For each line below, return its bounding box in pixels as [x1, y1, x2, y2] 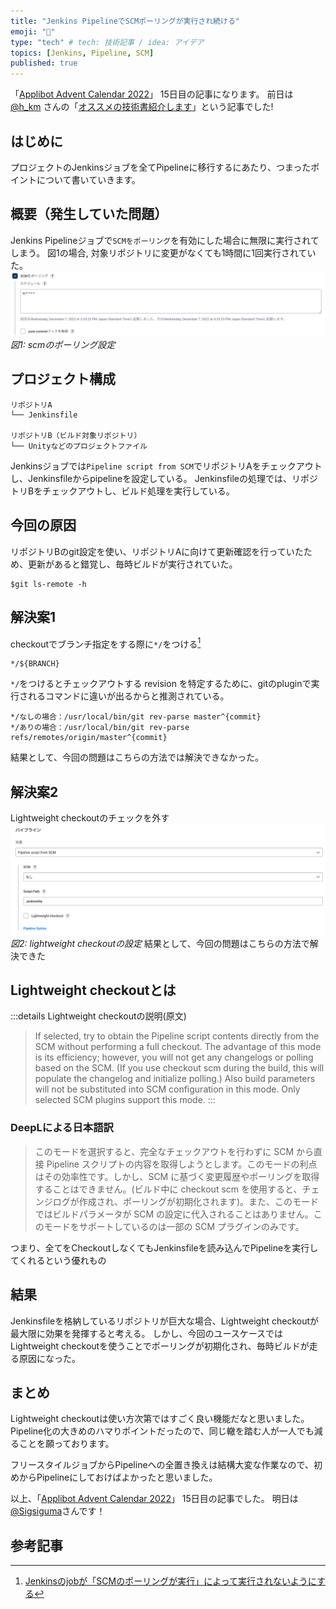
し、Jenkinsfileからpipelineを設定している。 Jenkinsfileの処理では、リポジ [10, 472, 318, 484]
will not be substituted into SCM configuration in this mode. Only [34, 1083, 301, 1095]
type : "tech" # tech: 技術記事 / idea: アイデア [10, 37, 205, 47]
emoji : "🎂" [10, 26, 56, 37]
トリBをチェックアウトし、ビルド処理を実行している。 [10, 485, 235, 497]
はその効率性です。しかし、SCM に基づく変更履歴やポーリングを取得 [34, 1170, 320, 1182]
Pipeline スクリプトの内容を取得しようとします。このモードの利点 [46, 1158, 318, 1170]
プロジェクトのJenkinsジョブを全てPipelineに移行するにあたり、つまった [10, 161, 312, 173]
